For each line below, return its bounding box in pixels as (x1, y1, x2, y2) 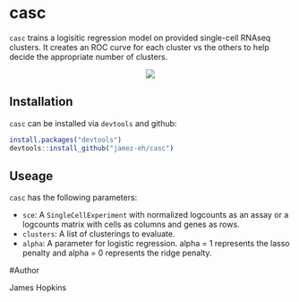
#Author (9, 265, 40, 276)
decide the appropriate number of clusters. (9, 51, 168, 62)
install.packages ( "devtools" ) (9, 135, 123, 144)
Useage (9, 168, 54, 184)
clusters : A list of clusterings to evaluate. (21, 229, 175, 239)
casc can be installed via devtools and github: (9, 117, 177, 128)
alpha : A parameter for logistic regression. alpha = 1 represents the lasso (21, 238, 291, 249)
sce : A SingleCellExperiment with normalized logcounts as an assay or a (21, 210, 289, 220)
